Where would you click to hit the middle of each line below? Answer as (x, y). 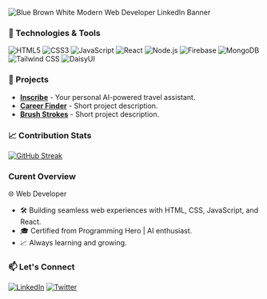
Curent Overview (42, 176)
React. (30, 222)
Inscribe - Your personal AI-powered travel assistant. (108, 97)
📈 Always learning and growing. (73, 243)
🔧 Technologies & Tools (55, 33)
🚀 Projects (29, 80)
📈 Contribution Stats (50, 135)
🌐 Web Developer (38, 194)
